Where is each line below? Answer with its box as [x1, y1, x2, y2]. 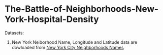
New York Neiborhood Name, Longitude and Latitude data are [11, 39, 137, 45]
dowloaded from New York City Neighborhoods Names [11, 44, 124, 50]
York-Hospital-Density [4, 14, 99, 25]
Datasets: [4, 30, 24, 36]
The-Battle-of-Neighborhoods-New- [4, 3, 159, 15]
